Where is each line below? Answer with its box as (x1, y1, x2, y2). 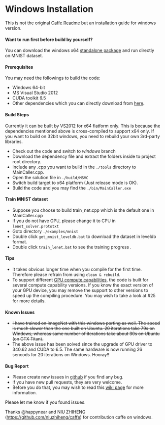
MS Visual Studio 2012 (12, 90, 58, 96)
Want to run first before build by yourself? (5, 36, 93, 43)
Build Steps (5, 111, 29, 117)
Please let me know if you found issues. (5, 399, 86, 405)
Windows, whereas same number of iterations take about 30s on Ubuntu (12, 331, 160, 337)
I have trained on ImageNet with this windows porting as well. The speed (12, 320, 160, 326)
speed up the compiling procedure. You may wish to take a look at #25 (12, 292, 156, 298)
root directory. (12, 158, 41, 164)
